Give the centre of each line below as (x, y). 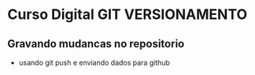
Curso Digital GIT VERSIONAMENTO (128, 15)
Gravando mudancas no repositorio (96, 44)
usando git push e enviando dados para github (94, 62)
